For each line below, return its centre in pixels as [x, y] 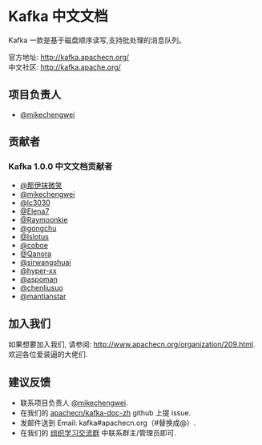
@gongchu [38, 228]
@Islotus [34, 237]
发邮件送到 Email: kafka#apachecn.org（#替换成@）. [108, 423]
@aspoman [38, 279]
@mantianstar [43, 296]
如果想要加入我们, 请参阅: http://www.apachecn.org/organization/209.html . [132, 344]
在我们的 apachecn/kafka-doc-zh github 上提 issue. [105, 413]
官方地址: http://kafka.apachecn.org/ [69, 57]
